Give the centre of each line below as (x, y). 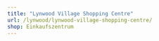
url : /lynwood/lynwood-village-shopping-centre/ (80, 20)
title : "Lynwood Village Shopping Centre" (70, 14)
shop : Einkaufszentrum (40, 26)
